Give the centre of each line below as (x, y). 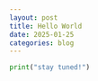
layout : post (34, 18)
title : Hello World (46, 26)
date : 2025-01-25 (42, 34)
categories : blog (42, 43)
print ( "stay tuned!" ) (50, 67)
